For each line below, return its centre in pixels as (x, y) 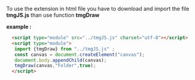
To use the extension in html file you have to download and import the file (98, 9)
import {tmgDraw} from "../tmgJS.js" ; (64, 49)
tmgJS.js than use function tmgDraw (53, 15)
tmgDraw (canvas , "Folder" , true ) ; (55, 66)
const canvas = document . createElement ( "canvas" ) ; (80, 54)
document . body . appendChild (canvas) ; (61, 60)
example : (19, 27)
